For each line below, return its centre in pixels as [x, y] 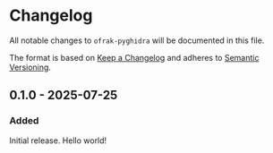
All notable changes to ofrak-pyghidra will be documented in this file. [137, 40]
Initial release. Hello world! [58, 140]
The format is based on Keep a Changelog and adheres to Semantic [134, 57]
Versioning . [30, 67]
